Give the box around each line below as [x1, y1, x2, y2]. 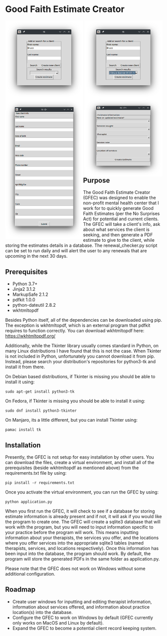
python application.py [5, 499, 52, 504]
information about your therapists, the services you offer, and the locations [5, 535, 159, 541]
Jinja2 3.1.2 [12, 286, 36, 292]
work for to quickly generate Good [83, 205, 154, 211]
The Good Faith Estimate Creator [83, 189, 151, 195]
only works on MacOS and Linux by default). [12, 620, 104, 626]
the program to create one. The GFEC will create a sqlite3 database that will [5, 519, 161, 525]
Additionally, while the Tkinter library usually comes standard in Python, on [5, 343, 159, 349]
